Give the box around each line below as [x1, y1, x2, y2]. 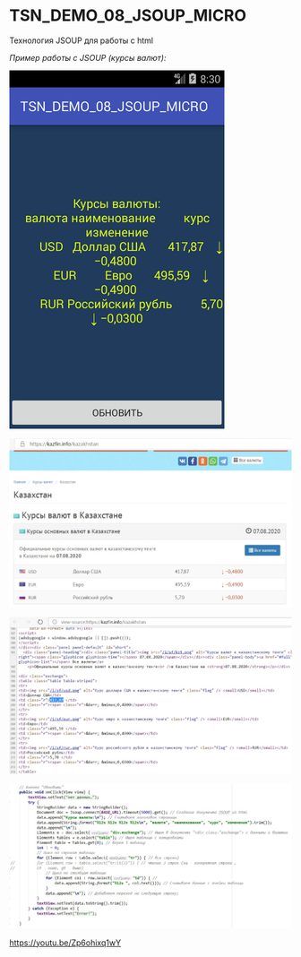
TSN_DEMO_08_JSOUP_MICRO [9, 5, 247, 26]
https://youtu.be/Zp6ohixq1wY [9, 937, 122, 948]
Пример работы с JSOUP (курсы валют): [9, 52, 167, 63]
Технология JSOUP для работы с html [9, 35, 154, 46]
